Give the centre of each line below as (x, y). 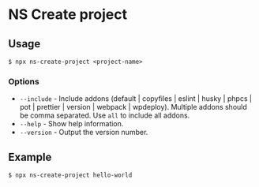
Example (30, 157)
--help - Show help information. (71, 124)
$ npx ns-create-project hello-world (70, 175)
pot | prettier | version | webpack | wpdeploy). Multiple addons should (133, 107)
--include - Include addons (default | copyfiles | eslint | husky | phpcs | (136, 99)
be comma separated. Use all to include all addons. (105, 115)
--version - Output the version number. (84, 133)
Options (24, 81)
